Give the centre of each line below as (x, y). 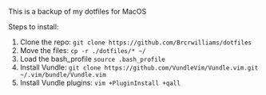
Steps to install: (34, 27)
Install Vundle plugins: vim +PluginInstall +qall (100, 83)
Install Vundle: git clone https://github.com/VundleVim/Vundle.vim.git (139, 67)
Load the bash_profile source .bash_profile (92, 59)
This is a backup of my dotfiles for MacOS (77, 11)
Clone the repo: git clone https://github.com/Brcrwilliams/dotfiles (136, 42)
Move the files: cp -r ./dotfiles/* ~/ (83, 50)
